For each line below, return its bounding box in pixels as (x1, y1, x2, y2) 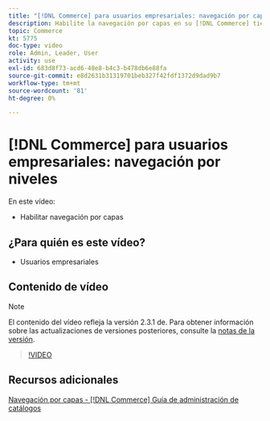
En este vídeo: (8, 196, 56, 206)
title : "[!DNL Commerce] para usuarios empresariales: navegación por (8, 11, 250, 20)
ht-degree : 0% (8, 94, 56, 102)
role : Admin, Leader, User (8, 49, 99, 57)
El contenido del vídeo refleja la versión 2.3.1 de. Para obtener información (8, 317, 254, 327)
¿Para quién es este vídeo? (8, 235, 146, 250)
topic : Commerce (8, 27, 63, 35)
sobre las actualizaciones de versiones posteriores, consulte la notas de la (8, 325, 256, 335)
